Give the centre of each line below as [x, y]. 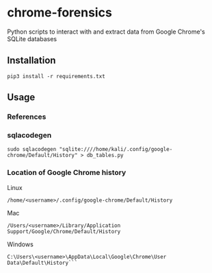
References [27, 117]
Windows [21, 244]
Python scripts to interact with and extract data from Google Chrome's [106, 32]
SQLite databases [32, 38]
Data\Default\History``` [42, 263]
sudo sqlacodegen [32, 150]
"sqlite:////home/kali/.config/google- [116, 150]
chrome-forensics [60, 13]
